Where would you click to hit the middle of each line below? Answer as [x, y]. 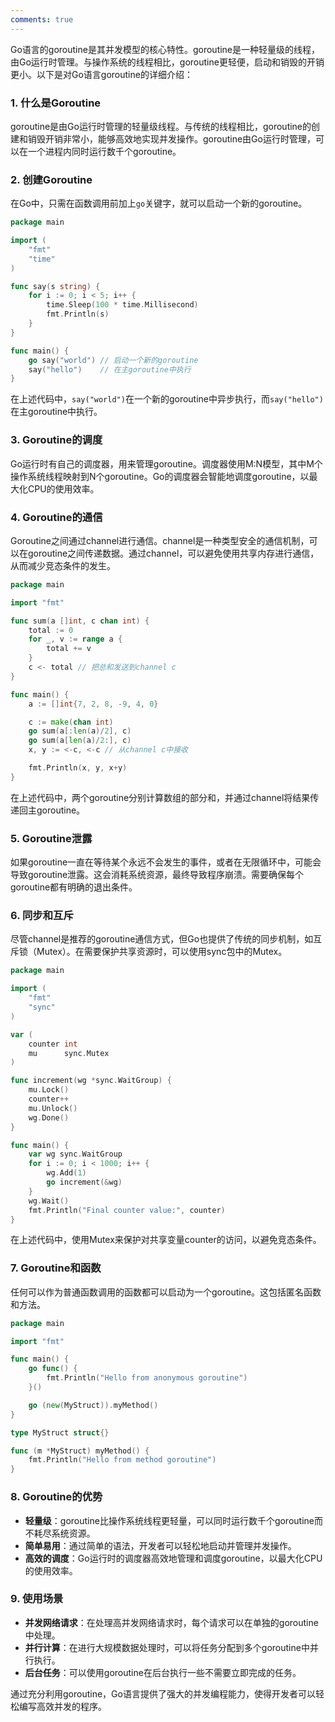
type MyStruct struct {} [60, 1432]
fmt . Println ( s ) [78, 314]
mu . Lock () [49, 1090]
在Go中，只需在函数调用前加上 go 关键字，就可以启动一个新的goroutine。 [159, 203]
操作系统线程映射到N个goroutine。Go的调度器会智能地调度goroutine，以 [160, 476]
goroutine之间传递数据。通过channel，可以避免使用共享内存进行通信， [173, 553]
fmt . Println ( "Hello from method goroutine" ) [122, 1460]
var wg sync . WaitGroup [75, 1154]
